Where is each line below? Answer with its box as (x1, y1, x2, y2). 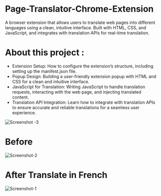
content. (12, 94, 29, 100)
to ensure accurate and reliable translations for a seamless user (12, 104, 140, 110)
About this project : (5, 47, 85, 58)
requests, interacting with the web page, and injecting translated (12, 89, 142, 95)
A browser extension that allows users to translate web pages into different (5, 20, 156, 25)
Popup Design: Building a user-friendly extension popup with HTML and (12, 73, 157, 79)
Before (5, 137, 33, 147)
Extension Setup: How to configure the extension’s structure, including (12, 63, 154, 69)
